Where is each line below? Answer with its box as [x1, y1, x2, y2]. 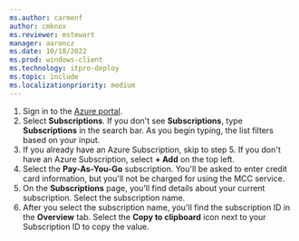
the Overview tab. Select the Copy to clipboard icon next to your [22, 211, 266, 222]
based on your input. [22, 134, 101, 145]
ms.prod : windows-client [9, 55, 103, 64]
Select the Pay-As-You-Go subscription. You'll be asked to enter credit [22, 163, 287, 174]
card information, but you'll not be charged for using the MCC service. [22, 173, 285, 184]
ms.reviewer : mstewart [9, 30, 95, 39]
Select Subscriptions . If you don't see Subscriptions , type [22, 115, 243, 126]
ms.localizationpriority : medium [9, 81, 136, 90]
